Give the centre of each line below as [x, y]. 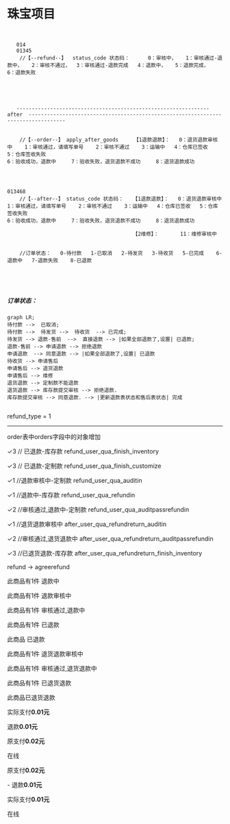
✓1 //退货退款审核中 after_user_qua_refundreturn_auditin [87, 524]
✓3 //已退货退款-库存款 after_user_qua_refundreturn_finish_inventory [105, 553]
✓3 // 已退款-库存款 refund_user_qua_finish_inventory [83, 451]
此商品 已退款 [26, 639]
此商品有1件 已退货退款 [39, 683]
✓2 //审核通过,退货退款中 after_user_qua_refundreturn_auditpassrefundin [110, 538]
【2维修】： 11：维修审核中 [175, 234]
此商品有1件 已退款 [33, 625]
